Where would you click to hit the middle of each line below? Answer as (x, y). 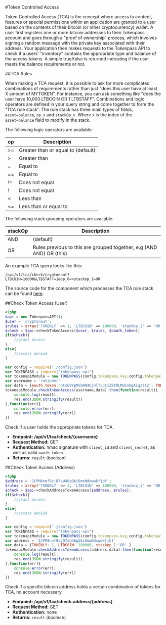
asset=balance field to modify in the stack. (48, 120)
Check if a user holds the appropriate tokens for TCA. (60, 427)
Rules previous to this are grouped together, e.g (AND (95, 247)
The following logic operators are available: (49, 130)
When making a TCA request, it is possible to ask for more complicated (77, 83)
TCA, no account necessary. (34, 592)
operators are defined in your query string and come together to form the (80, 104)
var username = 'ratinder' (33, 381)
